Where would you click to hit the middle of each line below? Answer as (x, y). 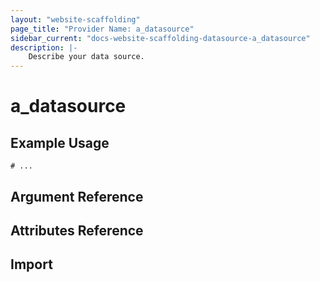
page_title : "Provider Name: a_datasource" (102, 29)
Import (31, 264)
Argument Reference (77, 196)
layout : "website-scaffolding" (75, 19)
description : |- (44, 47)
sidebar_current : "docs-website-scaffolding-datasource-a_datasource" (160, 38)
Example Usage (60, 142)
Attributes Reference (77, 230)
